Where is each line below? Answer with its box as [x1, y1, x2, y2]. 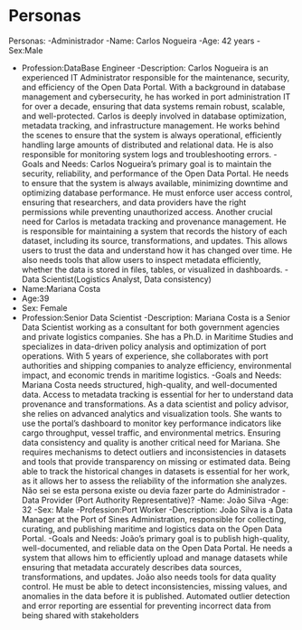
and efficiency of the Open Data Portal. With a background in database [21, 81, 286, 92]
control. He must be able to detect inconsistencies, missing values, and [21, 580, 288, 592]
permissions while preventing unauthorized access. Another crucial [21, 206, 273, 217]
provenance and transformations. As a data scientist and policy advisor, [21, 399, 289, 409]
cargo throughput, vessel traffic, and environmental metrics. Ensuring [21, 427, 281, 438]
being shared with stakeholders [21, 609, 139, 620]
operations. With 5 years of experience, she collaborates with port [21, 350, 269, 362]
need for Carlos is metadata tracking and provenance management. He [21, 216, 287, 227]
